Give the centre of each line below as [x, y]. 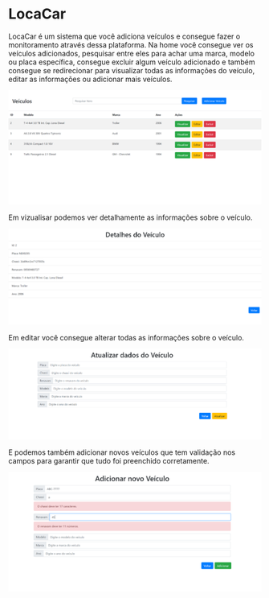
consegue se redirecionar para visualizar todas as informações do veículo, [132, 70]
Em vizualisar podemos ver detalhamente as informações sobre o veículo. [130, 217]
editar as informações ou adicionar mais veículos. [90, 79]
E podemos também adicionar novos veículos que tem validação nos [122, 452]
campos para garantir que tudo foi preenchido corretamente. [109, 461]
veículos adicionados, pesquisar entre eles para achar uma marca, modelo [132, 53]
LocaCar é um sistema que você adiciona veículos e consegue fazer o [124, 36]
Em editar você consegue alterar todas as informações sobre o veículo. [126, 338]
